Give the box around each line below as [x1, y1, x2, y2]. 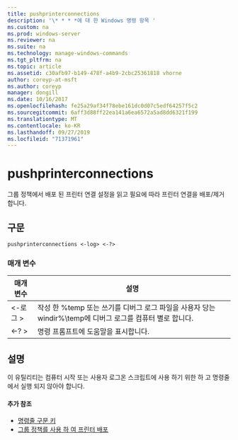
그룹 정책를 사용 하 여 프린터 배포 [17, 425, 108, 434]
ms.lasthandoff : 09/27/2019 [7, 129, 91, 136]
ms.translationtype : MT [7, 115, 78, 122]
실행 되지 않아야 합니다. [20, 382, 85, 390]
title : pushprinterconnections [7, 10, 100, 18]
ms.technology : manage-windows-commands [7, 50, 129, 57]
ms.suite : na [7, 43, 46, 50]
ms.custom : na [7, 23, 50, 30]
